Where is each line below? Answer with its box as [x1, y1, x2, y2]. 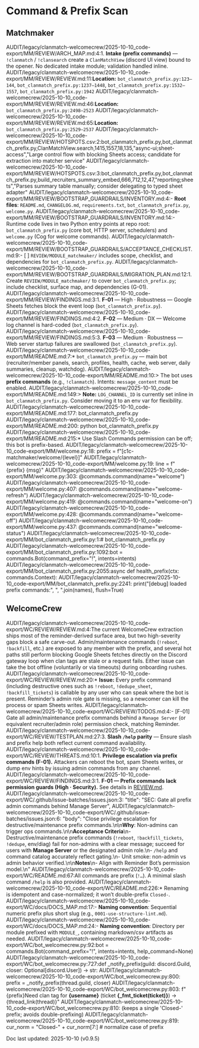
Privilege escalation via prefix [102, 752, 178, 759]
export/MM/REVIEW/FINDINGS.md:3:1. [6, 296, 101, 303]
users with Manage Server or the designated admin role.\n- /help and [6, 847, 178, 854]
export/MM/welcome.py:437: [6, 523, 77, 530]
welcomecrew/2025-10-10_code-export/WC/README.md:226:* [6, 884, 163, 892]
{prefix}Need [6, 992, 39, 999]
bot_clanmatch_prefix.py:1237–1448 [17, 83, 105, 89]
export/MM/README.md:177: [6, 410, 77, 416]
